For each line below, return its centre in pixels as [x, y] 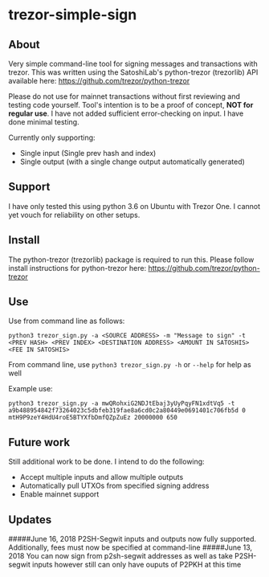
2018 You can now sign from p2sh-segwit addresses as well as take [120, 556]
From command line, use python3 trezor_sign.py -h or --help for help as [130, 365]
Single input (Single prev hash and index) [88, 153]
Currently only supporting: [52, 137]
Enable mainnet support [59, 494]
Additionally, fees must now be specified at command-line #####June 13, [130, 547]
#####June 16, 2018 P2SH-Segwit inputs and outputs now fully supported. [132, 539]
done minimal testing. [44, 122]
